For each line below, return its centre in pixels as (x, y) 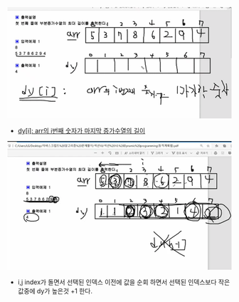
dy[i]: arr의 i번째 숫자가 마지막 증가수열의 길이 (81, 131)
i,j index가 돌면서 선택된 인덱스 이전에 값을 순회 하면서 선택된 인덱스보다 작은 (124, 282)
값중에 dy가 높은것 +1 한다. (55, 291)
